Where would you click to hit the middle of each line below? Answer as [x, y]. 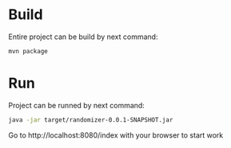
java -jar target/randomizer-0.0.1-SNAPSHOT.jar [91, 120]
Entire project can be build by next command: [83, 37]
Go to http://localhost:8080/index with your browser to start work [116, 135]
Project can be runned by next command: [77, 105]
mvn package [28, 51]
